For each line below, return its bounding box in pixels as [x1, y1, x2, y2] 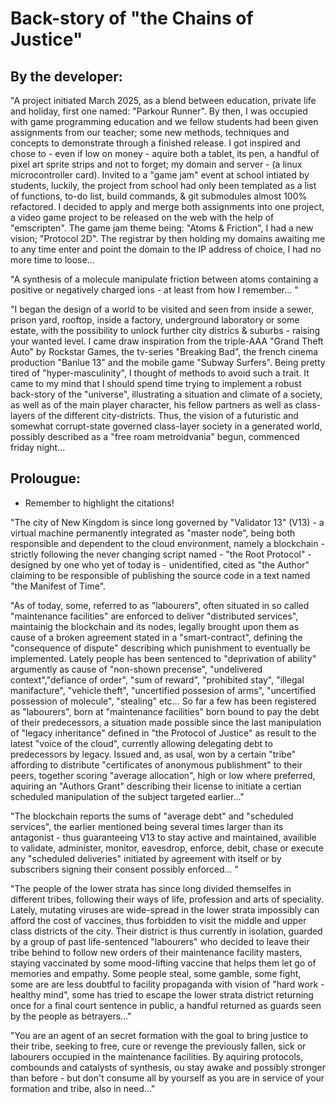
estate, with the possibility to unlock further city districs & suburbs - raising [10, 325, 321, 336]
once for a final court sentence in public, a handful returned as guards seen [10, 999, 322, 1011]
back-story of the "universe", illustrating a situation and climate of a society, [10, 388, 323, 400]
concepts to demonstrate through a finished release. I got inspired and [10, 137, 301, 149]
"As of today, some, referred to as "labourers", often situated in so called [10, 599, 310, 611]
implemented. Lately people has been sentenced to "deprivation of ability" [10, 652, 317, 664]
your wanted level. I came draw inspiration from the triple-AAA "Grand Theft [10, 335, 324, 347]
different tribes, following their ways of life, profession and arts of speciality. [10, 893, 325, 905]
